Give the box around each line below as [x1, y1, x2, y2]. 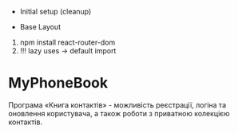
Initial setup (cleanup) [19, 7, 92, 16]
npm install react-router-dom [19, 37, 116, 47]
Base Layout [19, 22, 61, 31]
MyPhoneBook [8, 74, 109, 92]
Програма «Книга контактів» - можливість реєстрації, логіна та [8, 100, 226, 110]
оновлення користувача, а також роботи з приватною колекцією [8, 108, 230, 118]
